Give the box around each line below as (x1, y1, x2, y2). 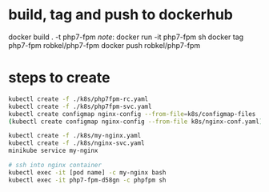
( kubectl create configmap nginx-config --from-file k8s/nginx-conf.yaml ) (8, 118, 263, 126)
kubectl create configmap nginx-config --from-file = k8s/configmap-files (8, 110, 256, 118)
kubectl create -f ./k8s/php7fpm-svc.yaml (8, 102, 152, 110)
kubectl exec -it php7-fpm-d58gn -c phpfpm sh (8, 176, 167, 184)
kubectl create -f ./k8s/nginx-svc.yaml (8, 139, 146, 147)
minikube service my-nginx (8, 146, 98, 155)
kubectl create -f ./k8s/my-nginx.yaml (8, 132, 142, 140)
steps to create (8, 69, 110, 87)
